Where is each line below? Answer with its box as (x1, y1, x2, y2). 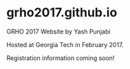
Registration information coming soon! (6, 53, 115, 62)
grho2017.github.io (6, 5, 118, 20)
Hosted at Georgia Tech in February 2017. (6, 40, 124, 49)
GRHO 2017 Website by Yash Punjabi (6, 27, 111, 36)
